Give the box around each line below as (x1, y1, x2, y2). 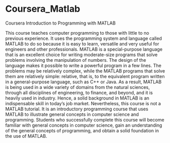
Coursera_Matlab (5, 3, 80, 15)
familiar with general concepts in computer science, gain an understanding (5, 122, 162, 128)
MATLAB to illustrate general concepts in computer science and (5, 111, 139, 117)
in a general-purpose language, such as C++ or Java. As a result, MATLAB (5, 79, 162, 85)
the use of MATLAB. (5, 133, 47, 139)
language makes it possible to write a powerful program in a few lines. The (5, 62, 162, 68)
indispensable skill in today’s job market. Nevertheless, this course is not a (5, 100, 161, 106)
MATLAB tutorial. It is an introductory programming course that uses (5, 106, 149, 112)
